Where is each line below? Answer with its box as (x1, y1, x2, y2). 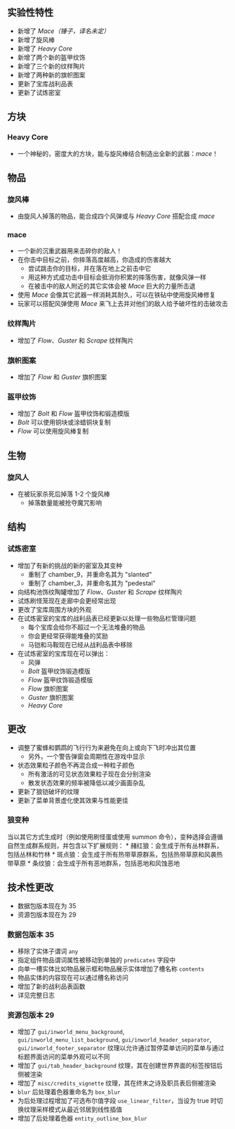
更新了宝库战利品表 (17, 79, 74, 88)
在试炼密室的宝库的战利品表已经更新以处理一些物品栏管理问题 (17, 614, 196, 623)
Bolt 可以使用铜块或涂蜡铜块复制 (17, 418, 111, 427)
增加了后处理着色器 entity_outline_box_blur (17, 1114, 147, 1123)
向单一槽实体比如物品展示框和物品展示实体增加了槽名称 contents (17, 964, 205, 973)
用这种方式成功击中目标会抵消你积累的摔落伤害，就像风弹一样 (27, 273, 207, 281)
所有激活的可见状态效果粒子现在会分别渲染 (27, 770, 152, 778)
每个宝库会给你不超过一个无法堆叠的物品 (27, 623, 145, 631)
